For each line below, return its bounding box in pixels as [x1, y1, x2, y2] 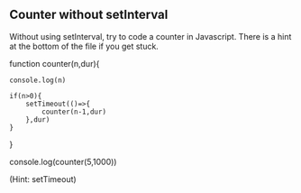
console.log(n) [9, 76, 67, 85]
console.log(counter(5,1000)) [9, 156, 117, 167]
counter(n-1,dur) [41, 107, 106, 116]
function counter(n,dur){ [9, 58, 100, 69]
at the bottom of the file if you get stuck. [9, 41, 160, 51]
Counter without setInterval [9, 7, 169, 23]
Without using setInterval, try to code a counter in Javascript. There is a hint [9, 31, 292, 41]
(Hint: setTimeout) [9, 173, 77, 184]
